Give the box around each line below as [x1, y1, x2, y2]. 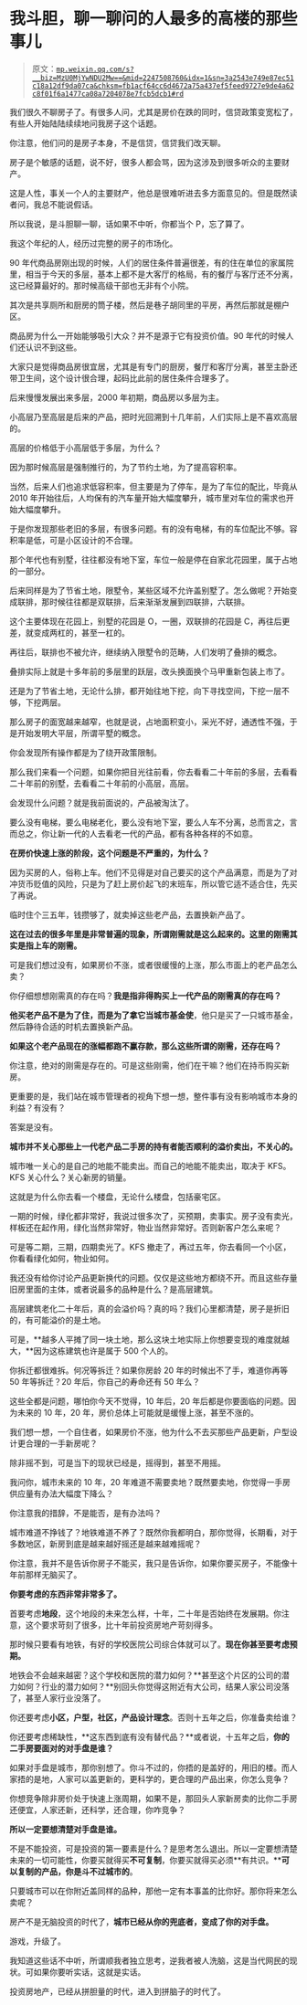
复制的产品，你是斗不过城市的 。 [16, 1865, 138, 1877]
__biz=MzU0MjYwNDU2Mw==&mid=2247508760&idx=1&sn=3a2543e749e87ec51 [31, 73, 294, 82]
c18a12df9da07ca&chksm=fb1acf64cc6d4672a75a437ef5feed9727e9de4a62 [31, 81, 294, 90]
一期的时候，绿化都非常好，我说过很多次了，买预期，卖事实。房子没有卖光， [9, 1210, 298, 1221]
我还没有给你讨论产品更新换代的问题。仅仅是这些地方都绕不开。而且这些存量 [9, 1272, 298, 1283]
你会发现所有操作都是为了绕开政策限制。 [9, 746, 162, 758]
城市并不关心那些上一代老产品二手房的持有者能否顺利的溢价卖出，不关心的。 [9, 1141, 298, 1152]
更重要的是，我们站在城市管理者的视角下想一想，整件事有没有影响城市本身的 [9, 1091, 298, 1102]
